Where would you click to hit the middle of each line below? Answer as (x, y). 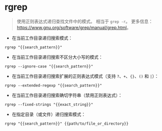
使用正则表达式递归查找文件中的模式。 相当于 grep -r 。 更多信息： (85, 21)
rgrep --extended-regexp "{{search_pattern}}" (53, 85)
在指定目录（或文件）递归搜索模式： (49, 114)
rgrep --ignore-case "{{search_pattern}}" (49, 66)
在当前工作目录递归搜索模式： (42, 38)
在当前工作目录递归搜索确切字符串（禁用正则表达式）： (67, 95)
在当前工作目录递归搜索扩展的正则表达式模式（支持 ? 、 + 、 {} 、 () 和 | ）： (85, 76)
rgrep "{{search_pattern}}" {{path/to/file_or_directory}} (67, 124)
